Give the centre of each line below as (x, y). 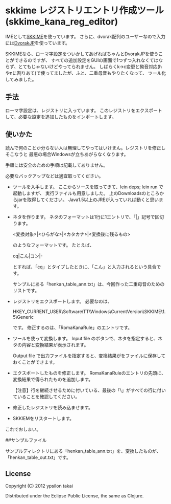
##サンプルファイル (26, 440)
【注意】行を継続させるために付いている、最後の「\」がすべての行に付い (89, 390)
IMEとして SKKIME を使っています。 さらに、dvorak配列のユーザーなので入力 (86, 36)
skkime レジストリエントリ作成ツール (85, 10)
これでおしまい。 (23, 429)
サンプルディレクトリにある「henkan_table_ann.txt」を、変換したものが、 (83, 451)
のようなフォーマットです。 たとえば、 (53, 245)
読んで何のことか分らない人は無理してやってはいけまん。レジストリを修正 (83, 148)
